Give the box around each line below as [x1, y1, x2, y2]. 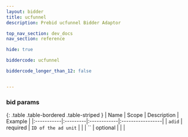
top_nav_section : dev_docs [6, 30, 73, 36]
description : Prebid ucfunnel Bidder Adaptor [6, 20, 121, 26]
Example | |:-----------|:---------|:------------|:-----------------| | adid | [6, 118, 183, 125]
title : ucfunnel [6, 14, 46, 20]
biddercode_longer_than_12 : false [6, 68, 92, 74]
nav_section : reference [6, 36, 65, 42]
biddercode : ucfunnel [6, 58, 60, 63]
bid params [6, 98, 40, 106]
